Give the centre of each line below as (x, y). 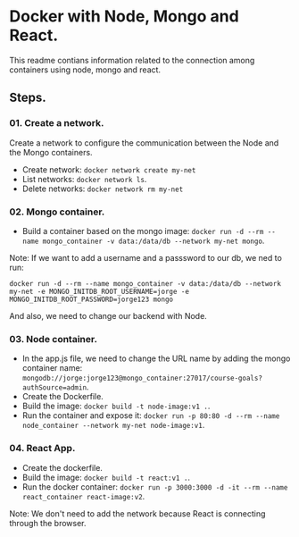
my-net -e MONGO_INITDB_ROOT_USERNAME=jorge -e (100, 291)
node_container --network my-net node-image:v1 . (113, 425)
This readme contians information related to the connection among (132, 60)
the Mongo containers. (51, 152)
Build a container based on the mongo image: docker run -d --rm (143, 231)
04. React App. (42, 449)
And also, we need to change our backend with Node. (108, 315)
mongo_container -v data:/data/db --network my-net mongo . (154, 240)
